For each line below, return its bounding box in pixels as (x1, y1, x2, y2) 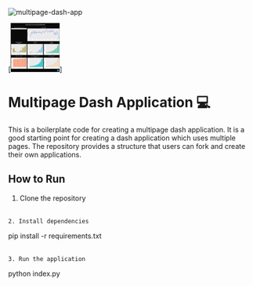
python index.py (8, 269, 60, 278)
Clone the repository (19, 193, 86, 203)
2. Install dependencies (8, 217, 89, 225)
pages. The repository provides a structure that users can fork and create (8, 141, 246, 150)
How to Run (8, 172, 66, 186)
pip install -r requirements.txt (8, 231, 102, 241)
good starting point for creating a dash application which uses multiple (8, 133, 237, 143)
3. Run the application (8, 255, 86, 262)
